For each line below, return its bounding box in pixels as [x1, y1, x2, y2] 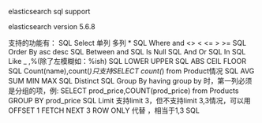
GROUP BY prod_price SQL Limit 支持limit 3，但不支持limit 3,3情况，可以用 [8, 96, 251, 105]
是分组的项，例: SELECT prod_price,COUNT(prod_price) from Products [8, 86, 239, 95]
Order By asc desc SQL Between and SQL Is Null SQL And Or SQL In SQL [8, 47, 246, 56]
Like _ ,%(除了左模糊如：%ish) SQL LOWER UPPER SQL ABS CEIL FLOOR [8, 57, 247, 65]
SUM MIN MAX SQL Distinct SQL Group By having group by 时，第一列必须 [8, 76, 253, 85]
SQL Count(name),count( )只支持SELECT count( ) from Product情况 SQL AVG [8, 66, 255, 76]
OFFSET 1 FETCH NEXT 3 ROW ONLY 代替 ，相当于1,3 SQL [8, 106, 200, 115]
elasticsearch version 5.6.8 [8, 22, 96, 31]
